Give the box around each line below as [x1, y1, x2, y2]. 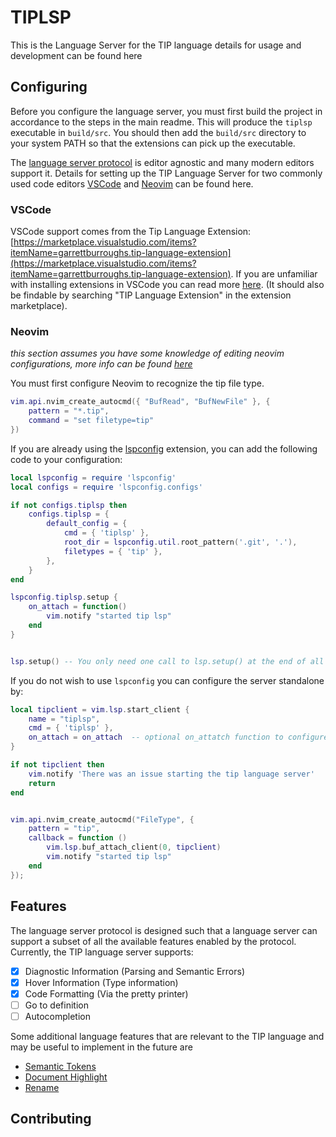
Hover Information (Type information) [24, 976, 179, 988]
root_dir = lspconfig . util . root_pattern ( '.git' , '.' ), [63, 537, 298, 548]
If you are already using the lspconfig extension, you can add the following [10, 442, 318, 455]
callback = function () [28, 833, 128, 843]
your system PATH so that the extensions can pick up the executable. [10, 137, 296, 149]
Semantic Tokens [24, 1060, 97, 1072]
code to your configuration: [10, 453, 123, 465]
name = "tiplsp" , [28, 714, 101, 724]
